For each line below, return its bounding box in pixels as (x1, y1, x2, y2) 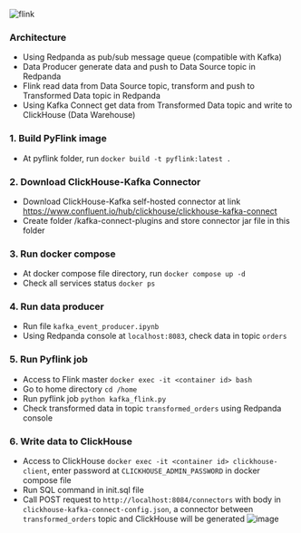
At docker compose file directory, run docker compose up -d (22, 268, 247, 279)
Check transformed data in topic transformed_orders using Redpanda (22, 402, 282, 413)
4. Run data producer (9, 300, 104, 313)
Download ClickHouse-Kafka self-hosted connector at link (22, 196, 241, 207)
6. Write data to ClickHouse (9, 435, 133, 448)
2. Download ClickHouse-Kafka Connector (9, 175, 201, 188)
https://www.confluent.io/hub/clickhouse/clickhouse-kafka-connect (22, 205, 278, 217)
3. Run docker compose (9, 247, 116, 260)
